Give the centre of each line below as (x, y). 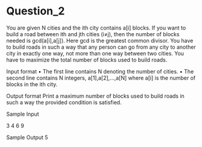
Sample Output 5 (27, 137)
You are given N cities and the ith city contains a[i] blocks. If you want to (96, 28)
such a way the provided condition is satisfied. (64, 102)
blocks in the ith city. (32, 84)
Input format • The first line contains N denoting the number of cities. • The (100, 71)
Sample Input (23, 114)
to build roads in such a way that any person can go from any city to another (101, 47)
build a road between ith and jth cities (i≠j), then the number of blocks (93, 34)
